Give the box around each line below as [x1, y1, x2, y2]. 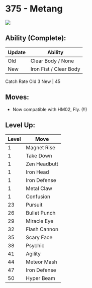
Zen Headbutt [26, 160, 59, 167]
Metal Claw [26, 185, 53, 192]
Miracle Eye [26, 218, 54, 225]
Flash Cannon [26, 226, 59, 233]
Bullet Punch [26, 210, 56, 217]
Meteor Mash [26, 258, 57, 265]
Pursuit [26, 202, 43, 209]
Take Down [26, 152, 53, 159]
